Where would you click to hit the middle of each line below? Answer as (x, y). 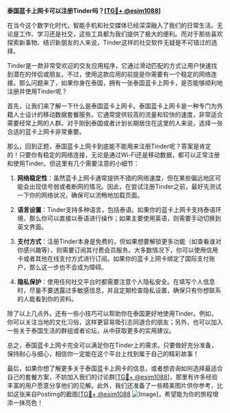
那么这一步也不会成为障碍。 (68, 267)
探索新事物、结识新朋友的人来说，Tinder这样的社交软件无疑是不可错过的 (109, 43)
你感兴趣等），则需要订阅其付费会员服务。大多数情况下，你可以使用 (112, 250)
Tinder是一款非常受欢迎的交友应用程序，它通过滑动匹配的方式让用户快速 (109, 66)
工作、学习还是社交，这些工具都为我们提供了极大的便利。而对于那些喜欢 (121, 34)
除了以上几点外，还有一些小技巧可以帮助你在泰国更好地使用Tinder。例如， (112, 314)
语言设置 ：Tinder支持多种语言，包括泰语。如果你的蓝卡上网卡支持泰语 (116, 210)
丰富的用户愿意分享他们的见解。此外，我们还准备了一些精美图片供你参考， (112, 386)
